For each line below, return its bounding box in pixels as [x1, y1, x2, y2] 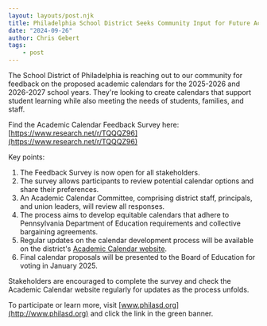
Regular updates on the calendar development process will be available [19, 236, 254, 245]
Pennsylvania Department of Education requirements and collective [19, 218, 241, 228]
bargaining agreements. [19, 227, 99, 236]
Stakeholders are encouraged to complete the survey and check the [8, 277, 232, 285]
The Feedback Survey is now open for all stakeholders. [19, 168, 200, 177]
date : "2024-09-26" [8, 26, 73, 34]
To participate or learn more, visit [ [8, 300, 122, 309]
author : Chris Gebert [8, 33, 80, 42]
